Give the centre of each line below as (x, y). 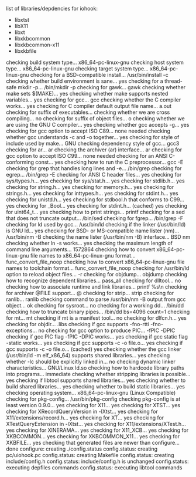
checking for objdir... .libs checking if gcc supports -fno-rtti (78, 324)
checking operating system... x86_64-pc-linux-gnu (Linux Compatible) (91, 393)
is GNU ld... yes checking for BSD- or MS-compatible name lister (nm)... (93, 231)
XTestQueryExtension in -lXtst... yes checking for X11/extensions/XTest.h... (96, 424)
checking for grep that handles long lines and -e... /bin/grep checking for (94, 168)
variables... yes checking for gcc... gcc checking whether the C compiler (94, 100)
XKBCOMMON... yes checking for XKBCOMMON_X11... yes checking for (93, 436)
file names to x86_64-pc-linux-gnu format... (83, 256)
